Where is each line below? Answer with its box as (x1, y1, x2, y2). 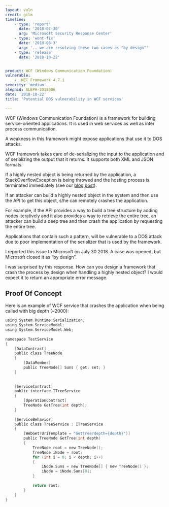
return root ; (32, 483, 60, 488)
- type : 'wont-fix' (14, 36, 56, 41)
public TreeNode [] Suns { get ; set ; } (23, 365, 106, 370)
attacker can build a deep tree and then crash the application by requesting (5, 218, 163, 224)
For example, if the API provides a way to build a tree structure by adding (5, 207, 158, 213)
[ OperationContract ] (23, 398, 67, 403)
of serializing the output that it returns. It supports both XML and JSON (5, 156, 153, 162)
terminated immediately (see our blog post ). (5, 182, 97, 188)
